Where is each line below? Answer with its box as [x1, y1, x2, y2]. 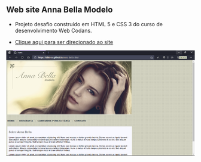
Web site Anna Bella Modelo [6, 5, 113, 15]
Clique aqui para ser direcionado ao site [14, 38, 114, 45]
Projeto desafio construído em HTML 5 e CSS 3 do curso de [14, 20, 163, 27]
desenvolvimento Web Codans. [14, 27, 92, 34]
